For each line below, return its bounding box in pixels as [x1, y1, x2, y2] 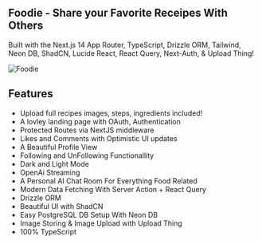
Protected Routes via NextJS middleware [19, 125, 154, 135]
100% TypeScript [19, 226, 77, 236]
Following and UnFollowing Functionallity [19, 151, 154, 160]
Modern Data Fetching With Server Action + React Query [19, 184, 207, 194]
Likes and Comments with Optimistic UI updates [19, 133, 178, 143]
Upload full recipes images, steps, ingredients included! [19, 108, 203, 118]
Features [8, 87, 53, 100]
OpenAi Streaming [19, 167, 80, 177]
